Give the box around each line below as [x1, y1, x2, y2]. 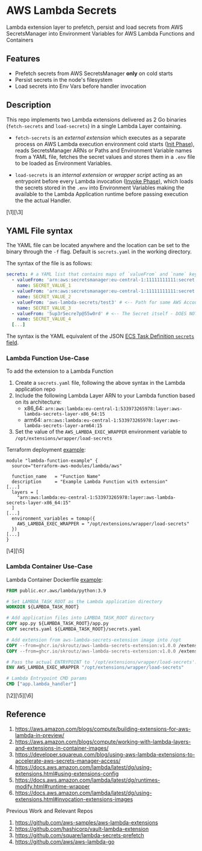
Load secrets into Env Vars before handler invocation [14, 82, 147, 90]
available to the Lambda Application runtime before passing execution [14, 190, 188, 197]
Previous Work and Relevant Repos [6, 807, 93, 814]
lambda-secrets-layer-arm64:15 [23, 423, 103, 429]
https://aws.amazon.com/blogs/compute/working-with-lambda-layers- [14, 738, 191, 745]
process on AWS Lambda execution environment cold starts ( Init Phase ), [14, 140, 195, 147]
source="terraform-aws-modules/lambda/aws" [11, 463, 122, 469]
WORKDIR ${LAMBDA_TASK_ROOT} [6, 604, 79, 610]
